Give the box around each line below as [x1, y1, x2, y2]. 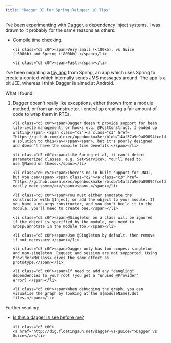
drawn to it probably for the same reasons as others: [5, 27, 116, 33]
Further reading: [5, 304, 39, 310]
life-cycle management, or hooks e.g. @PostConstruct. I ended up [12, 125, 157, 131]
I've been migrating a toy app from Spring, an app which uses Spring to [5, 69, 156, 75]
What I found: [5, 90, 34, 96]
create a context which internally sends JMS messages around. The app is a [5, 75, 166, 81]
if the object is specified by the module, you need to [12, 219, 134, 224]
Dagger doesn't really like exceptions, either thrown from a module [12, 100, 153, 106]
